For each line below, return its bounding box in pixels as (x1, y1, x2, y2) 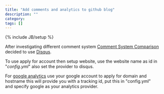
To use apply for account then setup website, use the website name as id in (5, 58, 158, 64)
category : (5, 16, 25, 21)
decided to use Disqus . (5, 49, 52, 55)
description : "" (5, 12, 38, 17)
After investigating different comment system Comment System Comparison (5, 44, 159, 49)
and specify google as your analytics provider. (5, 84, 99, 90)
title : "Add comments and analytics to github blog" (5, 7, 115, 12)
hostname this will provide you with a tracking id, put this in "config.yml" (5, 78, 151, 84)
